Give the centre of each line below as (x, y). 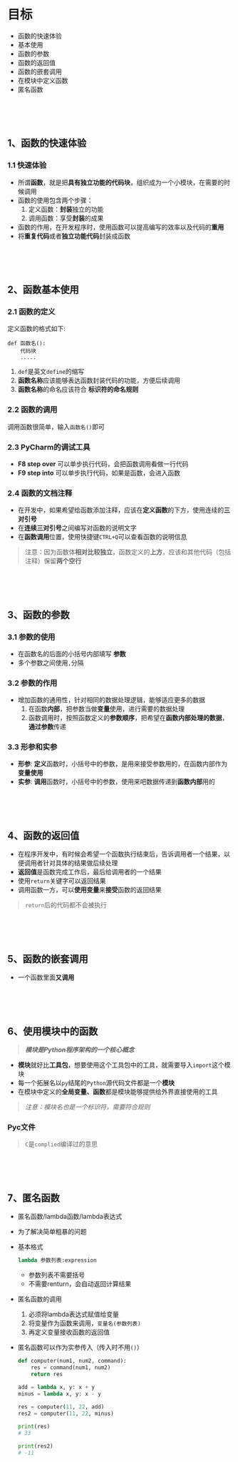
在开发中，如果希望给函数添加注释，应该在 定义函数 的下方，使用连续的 (121, 510)
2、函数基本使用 (43, 290)
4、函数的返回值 (43, 835)
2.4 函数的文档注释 (40, 493)
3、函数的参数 (38, 614)
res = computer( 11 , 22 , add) (61, 1407)
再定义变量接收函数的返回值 (69, 1332)
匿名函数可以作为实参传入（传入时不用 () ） (81, 1347)
